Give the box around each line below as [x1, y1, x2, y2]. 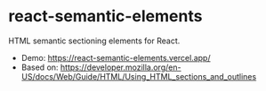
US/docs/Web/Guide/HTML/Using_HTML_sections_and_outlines [20, 71, 257, 81]
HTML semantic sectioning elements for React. [8, 35, 181, 46]
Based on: [20, 62, 59, 72]
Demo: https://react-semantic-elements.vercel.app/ [20, 52, 211, 63]
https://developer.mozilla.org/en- [60, 62, 181, 72]
